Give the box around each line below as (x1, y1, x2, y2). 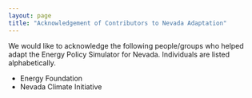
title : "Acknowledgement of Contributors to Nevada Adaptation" (8, 19, 227, 27)
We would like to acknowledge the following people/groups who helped (8, 41, 244, 50)
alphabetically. (8, 57, 56, 68)
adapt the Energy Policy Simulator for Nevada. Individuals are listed (8, 49, 230, 59)
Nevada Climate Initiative (19, 81, 102, 92)
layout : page (8, 11, 52, 20)
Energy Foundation (19, 73, 82, 83)
